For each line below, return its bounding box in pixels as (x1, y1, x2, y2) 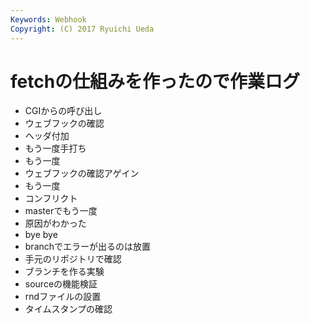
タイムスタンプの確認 (24, 303, 113, 315)
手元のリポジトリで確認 (24, 253, 122, 265)
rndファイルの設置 (24, 291, 102, 303)
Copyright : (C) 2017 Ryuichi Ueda (10, 24, 155, 34)
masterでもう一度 (24, 205, 98, 217)
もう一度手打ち (24, 142, 87, 155)
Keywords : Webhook (10, 14, 87, 25)
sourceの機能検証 (24, 278, 98, 290)
